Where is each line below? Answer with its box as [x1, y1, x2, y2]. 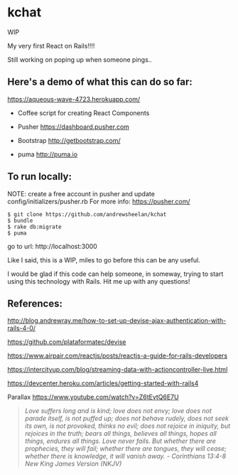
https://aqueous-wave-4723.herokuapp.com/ [7, 95, 141, 103]
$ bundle [7, 217, 33, 224]
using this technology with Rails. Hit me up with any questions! [7, 277, 190, 285]
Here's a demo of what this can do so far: [7, 76, 193, 88]
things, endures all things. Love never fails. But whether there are [24, 437, 217, 445]
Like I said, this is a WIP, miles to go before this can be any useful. [7, 255, 200, 264]
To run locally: [7, 171, 72, 183]
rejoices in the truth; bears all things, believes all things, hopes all [24, 429, 217, 438]
